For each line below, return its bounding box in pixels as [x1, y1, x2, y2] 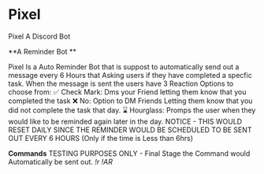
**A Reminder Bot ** [8, 46, 77, 56]
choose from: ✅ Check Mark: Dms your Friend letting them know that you [8, 87, 247, 96]
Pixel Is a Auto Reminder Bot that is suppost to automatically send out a [8, 61, 240, 72]
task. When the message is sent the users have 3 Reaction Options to [8, 79, 234, 88]
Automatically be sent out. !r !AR [8, 157, 113, 166]
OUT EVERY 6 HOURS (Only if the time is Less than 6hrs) [8, 133, 194, 143]
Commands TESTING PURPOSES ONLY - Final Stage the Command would [8, 148, 251, 158]
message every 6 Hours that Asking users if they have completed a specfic [8, 70, 252, 80]
